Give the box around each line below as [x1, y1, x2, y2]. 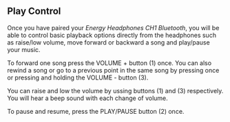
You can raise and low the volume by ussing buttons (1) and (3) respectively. [7, 86, 224, 95]
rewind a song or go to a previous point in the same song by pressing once [7, 66, 220, 74]
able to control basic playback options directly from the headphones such [7, 31, 217, 39]
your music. [7, 45, 41, 53]
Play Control [7, 5, 61, 17]
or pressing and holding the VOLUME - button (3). [7, 73, 149, 82]
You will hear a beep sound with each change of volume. [7, 94, 169, 102]
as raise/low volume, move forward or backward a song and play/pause [7, 38, 210, 47]
